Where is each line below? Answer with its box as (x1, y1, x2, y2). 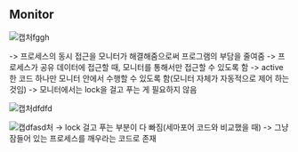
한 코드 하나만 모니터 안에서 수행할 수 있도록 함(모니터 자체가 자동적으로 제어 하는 (9, 73, 290, 84)
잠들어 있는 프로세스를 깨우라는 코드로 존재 (9, 132, 157, 143)
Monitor (9, 7, 55, 22)
